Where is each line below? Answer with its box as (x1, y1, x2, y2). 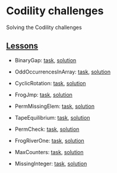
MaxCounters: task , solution (14, 148, 84, 155)
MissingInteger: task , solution (14, 160, 87, 167)
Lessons (6, 41, 39, 51)
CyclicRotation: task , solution (14, 79, 86, 86)
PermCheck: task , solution (14, 126, 80, 133)
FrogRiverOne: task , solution (14, 137, 84, 144)
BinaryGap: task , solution (14, 56, 77, 63)
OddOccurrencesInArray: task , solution (14, 68, 111, 75)
